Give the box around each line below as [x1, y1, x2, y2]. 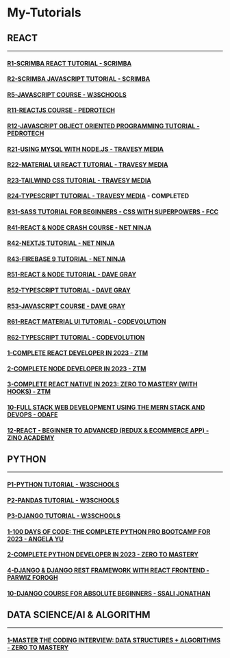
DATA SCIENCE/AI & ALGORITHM [7, 609, 151, 621]
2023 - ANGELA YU [7, 534, 64, 543]
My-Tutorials [7, 5, 81, 21]
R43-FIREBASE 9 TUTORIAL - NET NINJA [7, 255, 126, 263]
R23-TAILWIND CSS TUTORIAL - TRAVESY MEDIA [7, 176, 152, 185]
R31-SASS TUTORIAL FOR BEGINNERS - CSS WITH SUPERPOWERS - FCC [7, 207, 219, 215]
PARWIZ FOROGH [7, 574, 58, 582]
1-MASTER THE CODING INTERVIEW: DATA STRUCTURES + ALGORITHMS [7, 636, 221, 644]
